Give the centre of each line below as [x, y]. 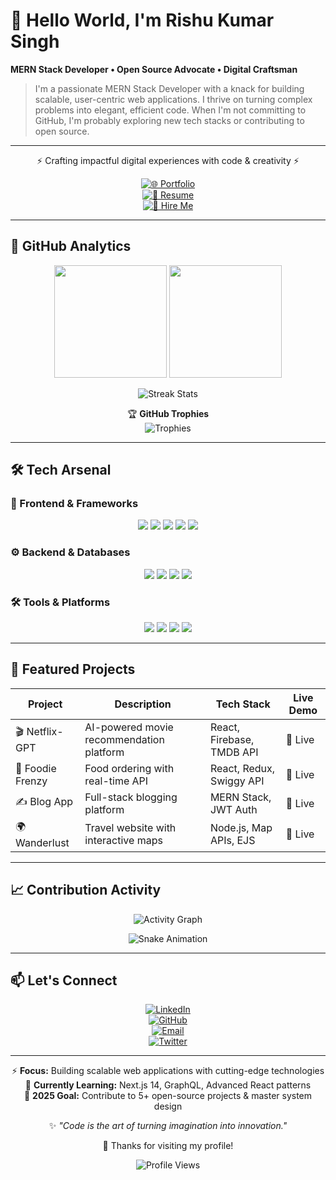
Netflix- [45, 732]
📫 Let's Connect [64, 980]
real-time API [116, 781]
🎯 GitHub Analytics [71, 246]
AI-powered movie [129, 727]
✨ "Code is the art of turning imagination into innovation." [168, 1126]
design [168, 1106]
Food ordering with [129, 768]
